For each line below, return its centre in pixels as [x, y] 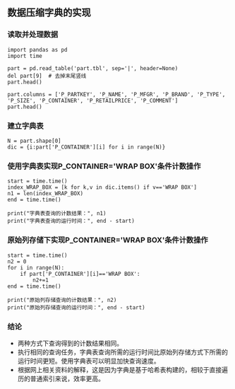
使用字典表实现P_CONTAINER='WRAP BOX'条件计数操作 [104, 166]
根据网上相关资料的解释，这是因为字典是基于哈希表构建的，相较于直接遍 [122, 369]
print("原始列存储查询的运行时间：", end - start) [77, 307]
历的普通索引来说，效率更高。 [61, 378]
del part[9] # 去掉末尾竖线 [47, 76]
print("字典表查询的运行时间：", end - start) [71, 221]
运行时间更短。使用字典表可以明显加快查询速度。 [89, 361]
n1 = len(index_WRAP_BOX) [45, 194]
